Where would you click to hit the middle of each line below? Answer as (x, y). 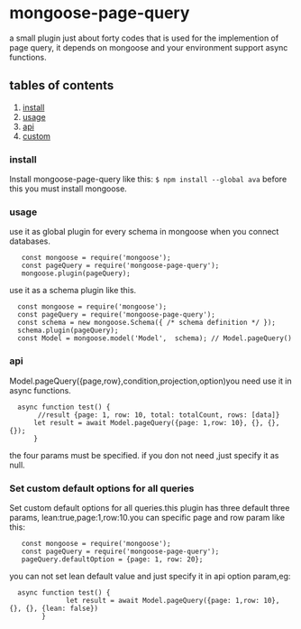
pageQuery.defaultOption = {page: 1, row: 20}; (112, 559)
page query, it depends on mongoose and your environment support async (149, 47)
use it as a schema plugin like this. (73, 291)
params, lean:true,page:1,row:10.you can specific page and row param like (147, 517)
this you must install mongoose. (68, 189)
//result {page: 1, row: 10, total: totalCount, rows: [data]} (159, 415)
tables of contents (62, 85)
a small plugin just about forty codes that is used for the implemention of (144, 38)
